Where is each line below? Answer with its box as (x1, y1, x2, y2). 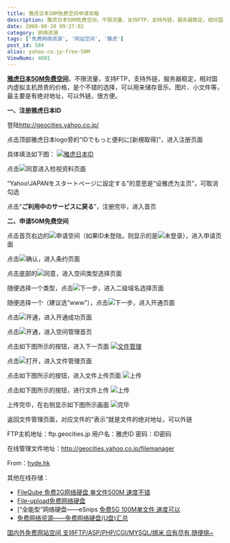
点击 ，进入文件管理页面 (7, 356, 92, 365)
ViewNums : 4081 (7, 55, 51, 62)
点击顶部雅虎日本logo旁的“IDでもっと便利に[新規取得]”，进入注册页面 (7, 135, 203, 143)
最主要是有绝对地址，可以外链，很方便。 (7, 91, 121, 100)
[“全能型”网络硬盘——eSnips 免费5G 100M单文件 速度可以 (16, 505, 181, 513)
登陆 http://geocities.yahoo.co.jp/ (7, 121, 99, 129)
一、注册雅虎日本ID (7, 106, 62, 114)
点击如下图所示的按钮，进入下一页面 (7, 342, 110, 350)
